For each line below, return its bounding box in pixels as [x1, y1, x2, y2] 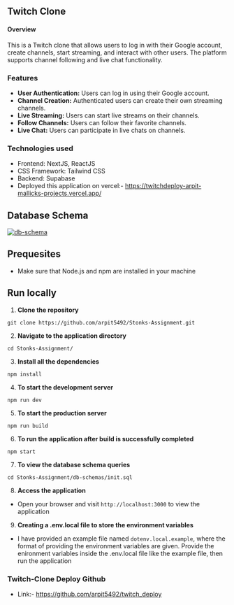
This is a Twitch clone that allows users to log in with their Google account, [7, 41, 223, 49]
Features [7, 73, 38, 83]
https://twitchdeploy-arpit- [124, 182, 202, 190]
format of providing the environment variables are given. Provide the [17, 541, 214, 550]
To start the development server [17, 383, 114, 391]
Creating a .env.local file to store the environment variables [17, 520, 193, 529]
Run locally [7, 287, 57, 299]
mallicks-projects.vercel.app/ [17, 189, 102, 198]
